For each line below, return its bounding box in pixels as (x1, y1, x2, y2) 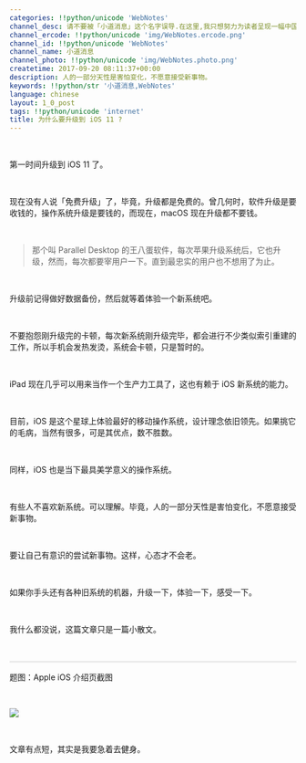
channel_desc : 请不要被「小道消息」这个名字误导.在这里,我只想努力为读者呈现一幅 (9, 22, 285, 31)
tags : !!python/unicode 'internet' (9, 107, 145, 116)
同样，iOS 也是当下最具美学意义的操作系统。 (9, 465, 178, 476)
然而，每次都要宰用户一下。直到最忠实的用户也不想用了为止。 (47, 256, 280, 267)
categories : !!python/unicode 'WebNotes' (9, 13, 169, 23)
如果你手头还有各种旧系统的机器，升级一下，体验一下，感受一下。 (9, 587, 257, 598)
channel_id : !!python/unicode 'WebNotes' (9, 38, 169, 48)
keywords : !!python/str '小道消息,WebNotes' (9, 81, 176, 90)
